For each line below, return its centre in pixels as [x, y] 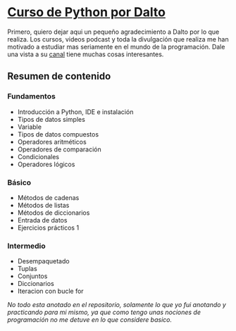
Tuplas [27, 269]
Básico [19, 182]
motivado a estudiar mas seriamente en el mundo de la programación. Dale [116, 46]
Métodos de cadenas [48, 197]
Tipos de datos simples [51, 119]
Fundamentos [32, 96]
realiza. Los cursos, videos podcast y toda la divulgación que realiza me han [118, 39]
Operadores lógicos [46, 164]
